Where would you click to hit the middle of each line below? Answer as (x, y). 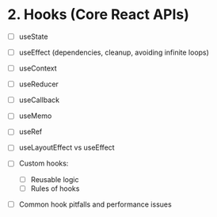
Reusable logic (55, 179)
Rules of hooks (55, 188)
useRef (30, 131)
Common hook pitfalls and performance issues (95, 204)
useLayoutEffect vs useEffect (67, 147)
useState (33, 36)
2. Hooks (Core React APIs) (98, 15)
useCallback (39, 100)
